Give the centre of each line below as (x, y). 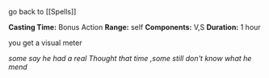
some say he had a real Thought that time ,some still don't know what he (130, 58)
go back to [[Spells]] (42, 12)
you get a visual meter (45, 43)
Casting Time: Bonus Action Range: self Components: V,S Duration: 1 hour (134, 27)
